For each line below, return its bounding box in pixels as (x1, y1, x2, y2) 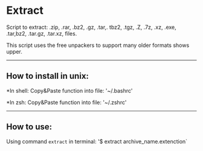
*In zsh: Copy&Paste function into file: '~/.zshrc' (6, 99, 127, 106)
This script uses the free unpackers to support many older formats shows (6, 42, 190, 49)
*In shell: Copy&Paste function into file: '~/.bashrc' (6, 87, 133, 94)
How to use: (6, 122, 53, 132)
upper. (6, 48, 23, 55)
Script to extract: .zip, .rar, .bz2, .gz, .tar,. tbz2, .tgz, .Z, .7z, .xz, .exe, (6, 23, 176, 31)
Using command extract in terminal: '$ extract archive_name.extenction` (6, 138, 188, 145)
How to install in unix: (6, 71, 89, 81)
